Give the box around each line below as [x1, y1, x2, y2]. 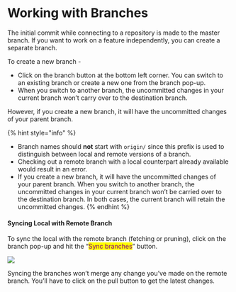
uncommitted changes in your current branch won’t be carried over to [17, 187, 222, 196]
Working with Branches [7, 5, 149, 21]
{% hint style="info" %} [7, 128, 77, 137]
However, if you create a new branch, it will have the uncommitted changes [7, 107, 227, 116]
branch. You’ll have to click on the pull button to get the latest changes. [7, 276, 215, 285]
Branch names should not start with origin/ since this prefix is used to [17, 142, 225, 150]
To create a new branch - [7, 57, 82, 65]
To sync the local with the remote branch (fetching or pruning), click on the [7, 235, 227, 243]
